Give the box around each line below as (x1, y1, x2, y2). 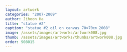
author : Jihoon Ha (5, 16, 44, 21)
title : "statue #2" (5, 21, 46, 26)
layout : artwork (5, 7, 39, 12)
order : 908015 (5, 40, 35, 45)
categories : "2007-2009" (5, 12, 57, 17)
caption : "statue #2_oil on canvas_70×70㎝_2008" (5, 26, 110, 31)
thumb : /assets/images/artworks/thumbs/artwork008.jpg (5, 35, 122, 40)
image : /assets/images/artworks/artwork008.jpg (5, 30, 107, 35)
